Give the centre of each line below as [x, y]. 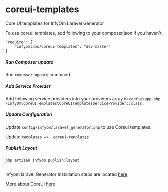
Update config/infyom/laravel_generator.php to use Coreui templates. [78, 127]
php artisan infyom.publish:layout [42, 160]
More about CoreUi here [30, 184]
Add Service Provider [28, 86]
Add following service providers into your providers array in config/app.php [83, 98]
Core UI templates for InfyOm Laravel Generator [55, 23]
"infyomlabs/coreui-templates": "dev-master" [63, 46]
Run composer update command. [38, 74]
